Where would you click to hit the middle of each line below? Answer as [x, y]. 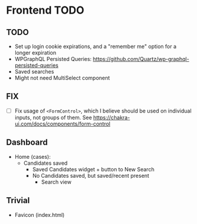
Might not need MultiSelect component [62, 78]
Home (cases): [33, 156]
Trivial [18, 201]
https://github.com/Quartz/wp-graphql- [141, 59]
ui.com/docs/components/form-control [62, 124]
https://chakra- [112, 117]
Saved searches [34, 71]
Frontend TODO [45, 10]
